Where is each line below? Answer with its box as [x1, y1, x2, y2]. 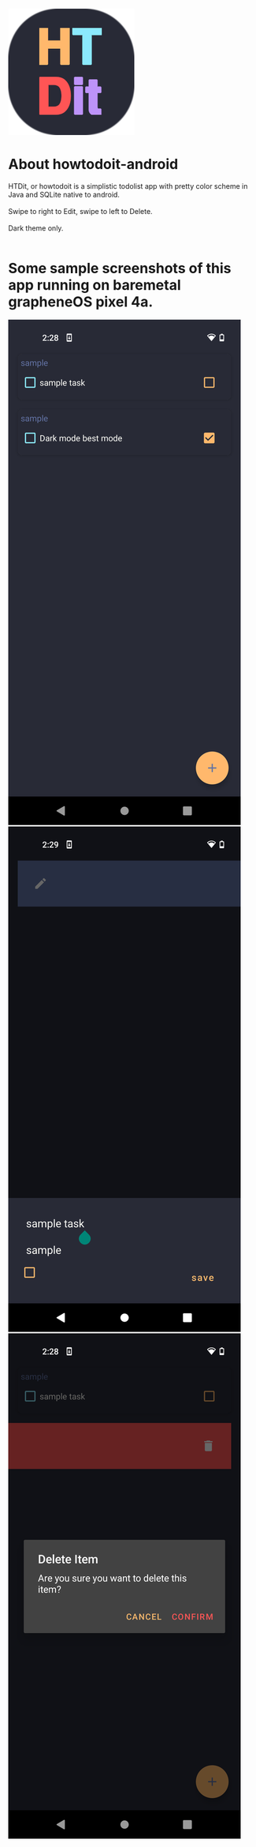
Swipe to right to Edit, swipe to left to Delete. [8, 206, 153, 216]
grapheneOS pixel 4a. [8, 293, 154, 311]
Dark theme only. [8, 223, 64, 233]
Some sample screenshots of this [8, 260, 232, 277]
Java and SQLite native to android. [8, 190, 121, 199]
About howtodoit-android [8, 156, 179, 174]
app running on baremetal [8, 276, 181, 295]
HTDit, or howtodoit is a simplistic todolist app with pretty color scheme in [8, 181, 248, 190]
